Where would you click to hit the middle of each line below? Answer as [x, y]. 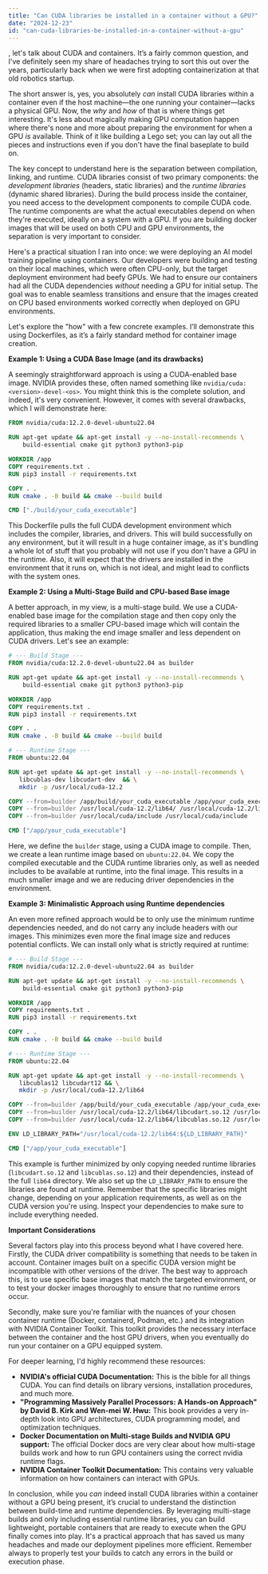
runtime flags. [43, 1461]
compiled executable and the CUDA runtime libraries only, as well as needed [134, 863]
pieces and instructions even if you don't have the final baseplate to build [129, 145]
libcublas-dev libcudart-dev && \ [78, 779]
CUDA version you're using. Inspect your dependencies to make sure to [126, 1206]
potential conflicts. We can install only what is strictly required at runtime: [129, 944]
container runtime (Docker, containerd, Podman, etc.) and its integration [126, 1320]
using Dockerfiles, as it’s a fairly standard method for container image [122, 335]
